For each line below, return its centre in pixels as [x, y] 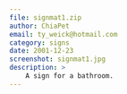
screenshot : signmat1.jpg [57, 59]
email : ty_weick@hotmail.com [63, 34]
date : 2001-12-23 [42, 51]
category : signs [39, 43]
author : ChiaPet [39, 26]
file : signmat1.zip [46, 17]
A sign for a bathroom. [70, 76]
